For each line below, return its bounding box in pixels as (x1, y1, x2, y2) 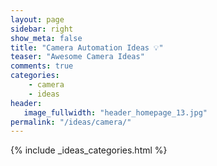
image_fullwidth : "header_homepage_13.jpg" (23, 107, 208, 118)
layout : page (10, 14, 65, 25)
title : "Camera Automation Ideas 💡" (10, 42, 164, 53)
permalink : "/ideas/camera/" (10, 117, 132, 127)
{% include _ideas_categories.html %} (10, 144, 168, 156)
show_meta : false (10, 33, 83, 43)
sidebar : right (10, 24, 74, 34)
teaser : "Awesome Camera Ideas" (10, 52, 145, 62)
